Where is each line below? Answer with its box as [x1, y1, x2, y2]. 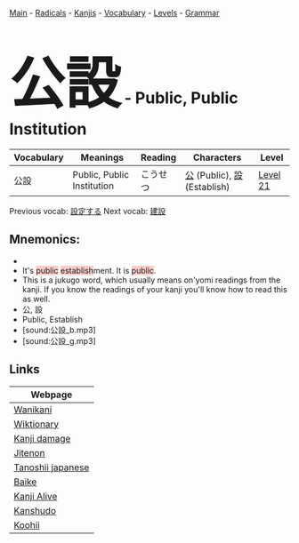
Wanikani [13, 403, 53, 416]
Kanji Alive [13, 490, 58, 502]
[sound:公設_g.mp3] [21, 335, 96, 346]
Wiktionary [13, 418, 60, 430]
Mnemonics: [9, 232, 81, 247]
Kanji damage [13, 432, 71, 444]
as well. [21, 293, 51, 304]
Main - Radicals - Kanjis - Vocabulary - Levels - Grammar [9, 8, 220, 18]
